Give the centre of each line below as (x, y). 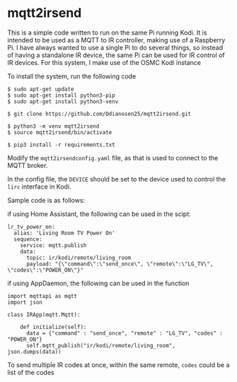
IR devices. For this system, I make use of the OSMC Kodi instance (104, 62)
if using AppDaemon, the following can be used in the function (98, 283)
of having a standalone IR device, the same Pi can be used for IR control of (116, 55)
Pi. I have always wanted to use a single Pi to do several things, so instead (115, 47)
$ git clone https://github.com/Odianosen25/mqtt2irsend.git (99, 114)
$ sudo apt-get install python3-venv (63, 101)
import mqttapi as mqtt (42, 296)
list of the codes (31, 372)
